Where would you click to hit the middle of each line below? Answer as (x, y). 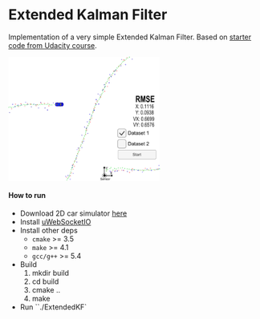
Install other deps (49, 230)
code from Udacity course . (53, 45)
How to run (27, 196)
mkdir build (51, 273)
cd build (45, 281)
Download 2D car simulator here (73, 213)
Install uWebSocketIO (55, 221)
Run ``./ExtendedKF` (53, 307)
